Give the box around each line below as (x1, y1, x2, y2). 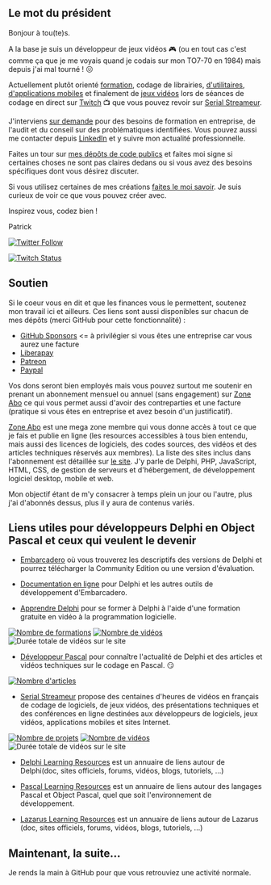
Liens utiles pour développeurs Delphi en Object (8, 521, 256, 535)
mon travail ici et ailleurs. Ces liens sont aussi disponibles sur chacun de (8, 306, 248, 316)
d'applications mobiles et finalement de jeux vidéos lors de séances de (8, 88, 244, 98)
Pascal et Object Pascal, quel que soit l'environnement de (19, 791, 212, 800)
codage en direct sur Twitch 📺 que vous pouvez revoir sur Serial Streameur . (8, 97, 262, 107)
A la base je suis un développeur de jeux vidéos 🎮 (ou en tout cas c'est (8, 44, 247, 53)
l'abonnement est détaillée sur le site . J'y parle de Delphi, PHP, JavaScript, (8, 456, 256, 466)
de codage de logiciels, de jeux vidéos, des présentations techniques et (19, 700, 260, 710)
